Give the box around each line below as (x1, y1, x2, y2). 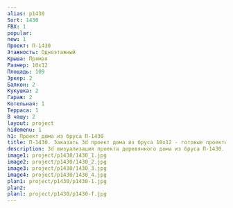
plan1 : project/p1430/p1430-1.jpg (7, 177, 107, 184)
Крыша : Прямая (7, 55, 49, 62)
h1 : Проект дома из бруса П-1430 (7, 132, 104, 139)
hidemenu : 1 (7, 126, 42, 133)
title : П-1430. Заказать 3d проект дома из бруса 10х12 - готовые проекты (7, 139, 228, 146)
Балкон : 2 (7, 81, 36, 88)
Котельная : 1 (7, 101, 45, 107)
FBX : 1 (7, 23, 26, 30)
